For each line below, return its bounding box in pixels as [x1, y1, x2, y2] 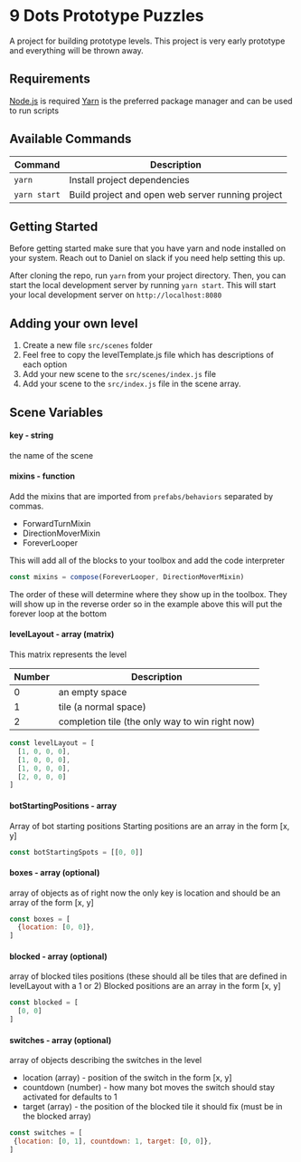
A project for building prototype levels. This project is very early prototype [9, 35, 286, 46]
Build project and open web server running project [69, 188, 283, 200]
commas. [9, 500, 44, 511]
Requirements [9, 72, 90, 87]
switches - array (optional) [9, 1034, 112, 1045]
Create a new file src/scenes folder [22, 340, 154, 351]
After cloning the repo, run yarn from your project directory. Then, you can [9, 270, 287, 281]
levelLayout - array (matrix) [9, 629, 115, 640]
